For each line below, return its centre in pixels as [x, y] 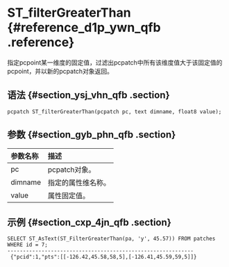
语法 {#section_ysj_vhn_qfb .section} [88, 95]
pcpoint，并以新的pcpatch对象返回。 [60, 71]
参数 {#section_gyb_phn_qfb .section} [92, 135]
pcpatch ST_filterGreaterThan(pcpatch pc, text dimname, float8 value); [114, 112]
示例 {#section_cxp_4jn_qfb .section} [90, 222]
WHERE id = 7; [28, 245]
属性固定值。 [69, 195]
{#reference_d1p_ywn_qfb [84, 27]
